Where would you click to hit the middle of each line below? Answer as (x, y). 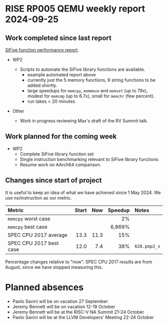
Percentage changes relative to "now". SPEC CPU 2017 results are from (79, 262)
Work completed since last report (58, 38)
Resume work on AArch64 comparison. (60, 165)
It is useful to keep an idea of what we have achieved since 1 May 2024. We (83, 192)
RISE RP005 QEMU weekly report (75, 9)
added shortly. (42, 85)
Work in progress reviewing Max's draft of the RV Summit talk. (84, 121)
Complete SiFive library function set (57, 154)
